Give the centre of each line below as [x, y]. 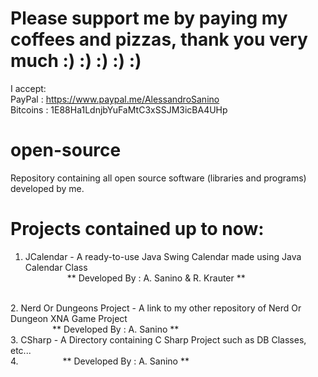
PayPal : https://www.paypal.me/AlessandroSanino [115, 99]
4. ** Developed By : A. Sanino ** [100, 361]
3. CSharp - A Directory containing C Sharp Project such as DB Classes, [158, 339]
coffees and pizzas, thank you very [159, 39]
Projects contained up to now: [137, 229]
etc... [21, 350]
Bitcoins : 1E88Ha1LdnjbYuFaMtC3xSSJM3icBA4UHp [119, 109]
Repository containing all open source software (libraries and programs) [158, 178]
